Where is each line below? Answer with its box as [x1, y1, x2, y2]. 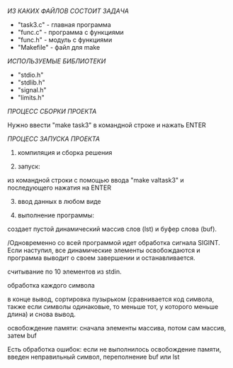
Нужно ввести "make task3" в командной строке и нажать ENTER [7, 121, 207, 129]
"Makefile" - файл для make [17, 43, 101, 51]
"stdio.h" [17, 71, 44, 79]
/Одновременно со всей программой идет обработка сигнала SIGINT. [7, 239, 221, 247]
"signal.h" [17, 86, 47, 94]
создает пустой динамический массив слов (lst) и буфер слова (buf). [7, 224, 217, 233]
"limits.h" [17, 93, 45, 102]
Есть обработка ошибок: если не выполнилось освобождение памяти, [7, 345, 222, 353]
